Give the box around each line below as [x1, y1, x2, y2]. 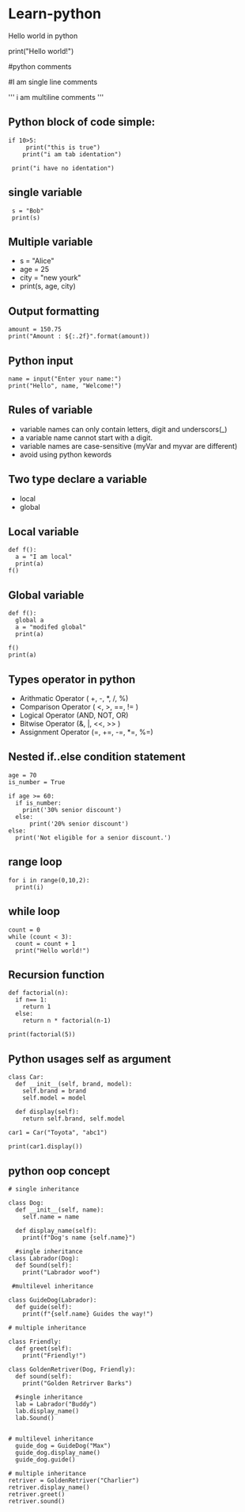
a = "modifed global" [15, 623, 87, 631]
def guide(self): [15, 1303, 73, 1311]
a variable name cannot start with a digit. [19, 433, 153, 442]
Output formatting [8, 304, 100, 318]
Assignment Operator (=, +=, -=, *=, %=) [19, 727, 154, 737]
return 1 [22, 1003, 51, 1011]
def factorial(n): [8, 989, 69, 997]
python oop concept [8, 1164, 111, 1177]
